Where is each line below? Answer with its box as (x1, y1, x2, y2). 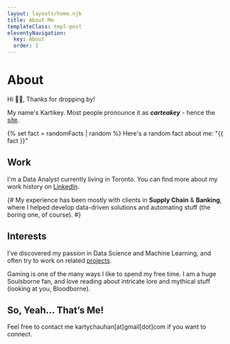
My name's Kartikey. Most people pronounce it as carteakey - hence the (7, 108, 215, 116)
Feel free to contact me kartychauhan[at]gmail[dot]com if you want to (7, 323, 206, 331)
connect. (7, 330, 33, 338)
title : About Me (7, 17, 54, 24)
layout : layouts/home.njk (7, 10, 82, 17)
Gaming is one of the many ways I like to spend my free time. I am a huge (7, 269, 217, 278)
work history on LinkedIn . (7, 182, 80, 190)
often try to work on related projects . (7, 256, 112, 264)
